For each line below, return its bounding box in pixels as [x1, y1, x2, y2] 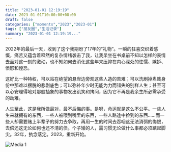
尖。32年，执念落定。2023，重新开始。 [5, 131, 89, 137]
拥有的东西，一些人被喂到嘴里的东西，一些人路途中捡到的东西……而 [18, 112, 160, 118]
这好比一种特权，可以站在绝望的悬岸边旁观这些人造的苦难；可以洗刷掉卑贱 [5, 76, 161, 82]
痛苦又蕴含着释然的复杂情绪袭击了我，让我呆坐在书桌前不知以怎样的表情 [14, 52, 166, 58]
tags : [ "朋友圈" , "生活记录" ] [5, 27, 62, 32]
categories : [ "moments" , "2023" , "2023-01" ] [5, 21, 97, 27]
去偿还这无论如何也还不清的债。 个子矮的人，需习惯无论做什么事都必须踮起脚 [5, 125, 166, 131]
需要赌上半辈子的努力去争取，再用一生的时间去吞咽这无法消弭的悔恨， [18, 118, 166, 124]
